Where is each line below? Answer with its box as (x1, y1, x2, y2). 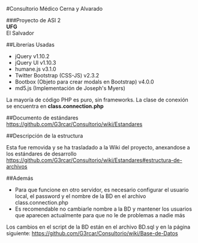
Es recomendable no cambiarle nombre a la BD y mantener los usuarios (14, 205, 192, 212)
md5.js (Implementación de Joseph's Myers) (14, 85, 125, 92)
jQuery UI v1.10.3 (14, 59, 56, 66)
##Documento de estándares (6, 114, 79, 121)
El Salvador (6, 29, 34, 37)
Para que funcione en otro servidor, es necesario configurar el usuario (14, 186, 189, 193)
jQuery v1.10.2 (14, 53, 50, 59)
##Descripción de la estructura (6, 132, 83, 139)
